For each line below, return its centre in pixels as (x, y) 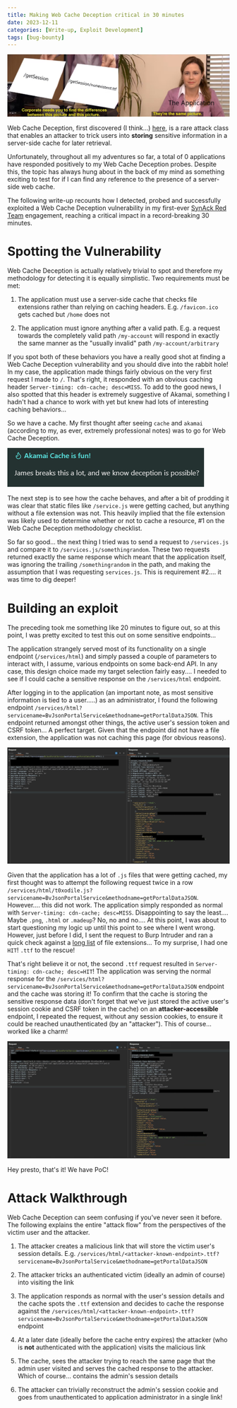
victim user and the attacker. (49, 1233)
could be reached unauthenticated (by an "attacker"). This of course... (109, 1023)
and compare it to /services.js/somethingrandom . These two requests (109, 550)
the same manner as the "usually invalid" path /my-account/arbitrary (119, 344)
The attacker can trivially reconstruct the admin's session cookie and (118, 1390)
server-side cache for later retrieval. (60, 143)
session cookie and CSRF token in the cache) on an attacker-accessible (113, 1009)
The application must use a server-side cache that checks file (107, 300)
